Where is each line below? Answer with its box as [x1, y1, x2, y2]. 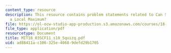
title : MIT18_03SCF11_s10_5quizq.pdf [5, 36, 85, 41]
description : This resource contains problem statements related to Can [5, 12, 163, 17]
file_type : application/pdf [5, 26, 65, 31]
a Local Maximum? [10, 17, 47, 22]
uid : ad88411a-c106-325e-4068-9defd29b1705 [5, 40, 99, 45]
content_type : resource [5, 7, 56, 13]
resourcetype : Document [5, 31, 56, 36]
